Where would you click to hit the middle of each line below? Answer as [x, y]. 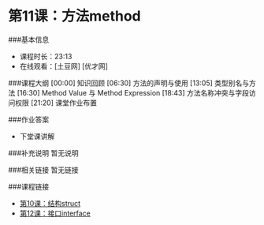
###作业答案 [29, 119]
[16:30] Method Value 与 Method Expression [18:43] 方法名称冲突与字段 [133, 92]
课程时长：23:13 [46, 56]
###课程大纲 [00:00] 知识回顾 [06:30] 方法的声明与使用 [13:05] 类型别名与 [129, 83]
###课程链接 [29, 186]
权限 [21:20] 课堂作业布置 [56, 103]
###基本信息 [29, 39]
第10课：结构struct [50, 203]
